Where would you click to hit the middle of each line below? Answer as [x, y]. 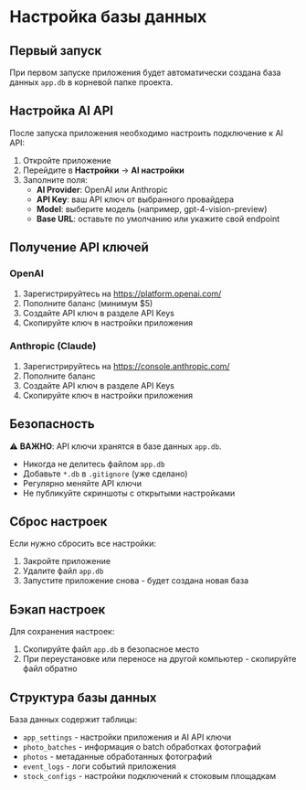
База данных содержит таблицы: [74, 720]
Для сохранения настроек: [62, 632]
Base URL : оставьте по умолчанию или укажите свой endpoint [158, 219]
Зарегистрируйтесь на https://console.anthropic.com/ [126, 366]
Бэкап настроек [58, 609]
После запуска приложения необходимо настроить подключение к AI [147, 133]
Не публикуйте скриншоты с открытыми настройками [129, 493]
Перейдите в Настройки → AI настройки [103, 170]
